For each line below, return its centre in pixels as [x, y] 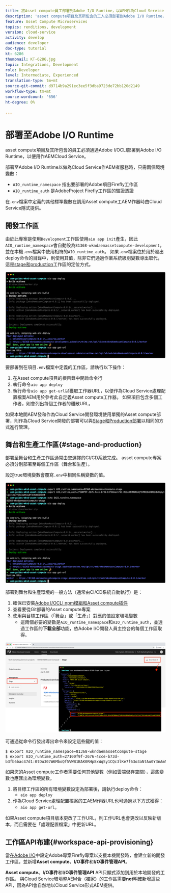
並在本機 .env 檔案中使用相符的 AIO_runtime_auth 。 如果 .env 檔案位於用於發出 [84, 252]
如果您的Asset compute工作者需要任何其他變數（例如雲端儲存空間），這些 [82, 772]
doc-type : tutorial [26, 48]
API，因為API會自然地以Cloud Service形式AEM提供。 [61, 885]
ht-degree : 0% [20, 102]
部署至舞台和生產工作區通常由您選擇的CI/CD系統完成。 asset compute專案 [83, 458]
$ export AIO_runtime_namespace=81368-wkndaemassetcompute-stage [76, 752]
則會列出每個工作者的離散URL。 [60, 403]
